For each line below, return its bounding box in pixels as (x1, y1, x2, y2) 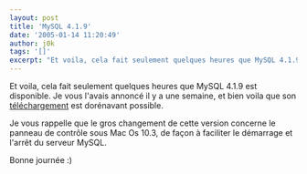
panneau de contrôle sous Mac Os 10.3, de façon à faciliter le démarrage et (9, 128, 293, 138)
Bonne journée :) (9, 155, 73, 165)
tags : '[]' (9, 47, 51, 56)
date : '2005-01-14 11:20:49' (9, 30, 121, 39)
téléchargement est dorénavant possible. (9, 100, 164, 110)
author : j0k (9, 38, 55, 48)
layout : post (9, 13, 59, 23)
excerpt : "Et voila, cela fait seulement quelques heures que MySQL (9, 56, 276, 65)
